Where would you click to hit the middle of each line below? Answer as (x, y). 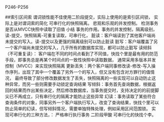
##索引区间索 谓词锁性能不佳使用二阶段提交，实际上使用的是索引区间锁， (79, 17)
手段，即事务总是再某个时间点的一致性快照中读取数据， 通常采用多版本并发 (81, 60)
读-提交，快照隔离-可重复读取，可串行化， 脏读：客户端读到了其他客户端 (78, 35)
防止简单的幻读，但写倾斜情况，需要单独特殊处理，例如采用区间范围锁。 (78, 109)
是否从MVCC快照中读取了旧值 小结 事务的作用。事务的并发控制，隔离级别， (81, 29)
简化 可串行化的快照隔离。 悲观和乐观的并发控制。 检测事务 (99, 23)
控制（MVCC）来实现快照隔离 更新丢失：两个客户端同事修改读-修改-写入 (78, 66)
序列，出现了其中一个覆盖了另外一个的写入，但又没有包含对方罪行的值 (80, 72)
